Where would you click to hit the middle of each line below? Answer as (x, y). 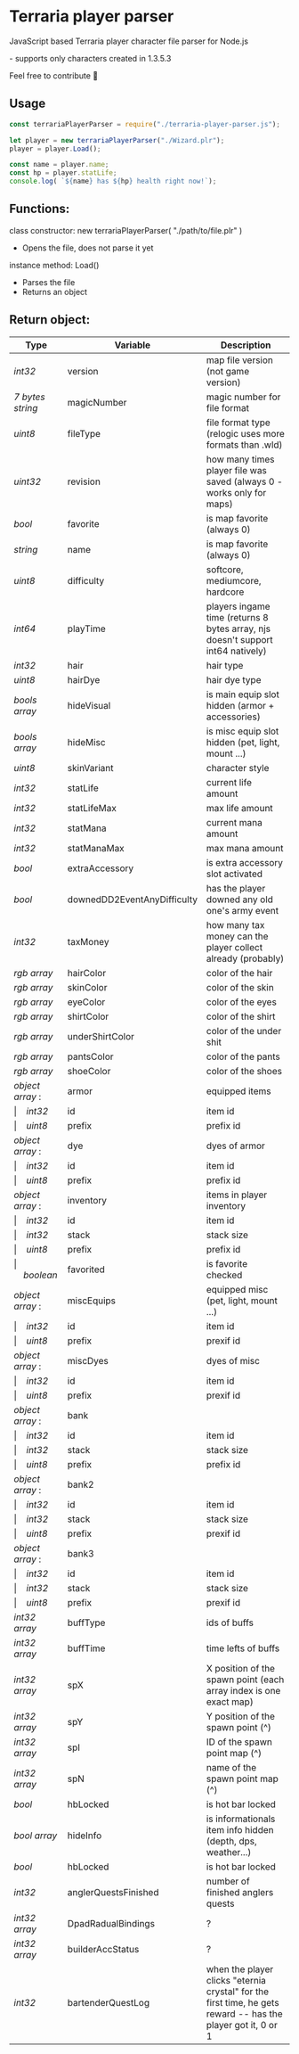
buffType (86, 1623)
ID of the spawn (239, 1742)
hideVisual (89, 705)
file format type (238, 423)
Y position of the (241, 1716)
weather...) (229, 1852)
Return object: (50, 320)
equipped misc (237, 1289)
